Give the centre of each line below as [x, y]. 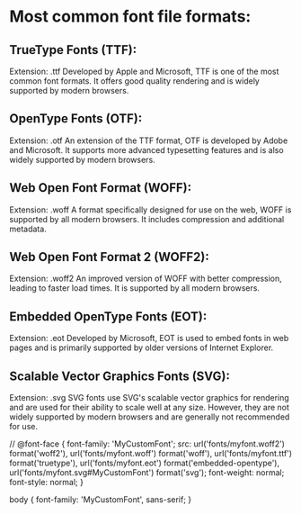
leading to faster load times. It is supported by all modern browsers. [135, 288]
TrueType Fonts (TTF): [73, 50]
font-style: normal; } [46, 482]
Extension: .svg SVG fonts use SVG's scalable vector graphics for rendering [149, 398]
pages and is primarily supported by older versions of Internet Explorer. [142, 347]
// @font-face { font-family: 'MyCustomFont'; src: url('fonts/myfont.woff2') [147, 444]
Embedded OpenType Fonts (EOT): [108, 316]
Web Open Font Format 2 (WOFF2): [109, 257]
